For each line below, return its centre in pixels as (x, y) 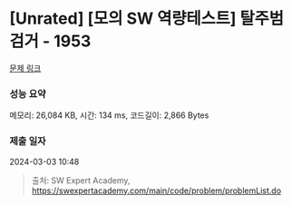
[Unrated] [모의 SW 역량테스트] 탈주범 (146, 19)
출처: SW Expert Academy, (81, 180)
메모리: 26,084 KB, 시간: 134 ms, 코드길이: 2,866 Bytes (109, 115)
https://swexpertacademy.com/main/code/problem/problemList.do (156, 190)
